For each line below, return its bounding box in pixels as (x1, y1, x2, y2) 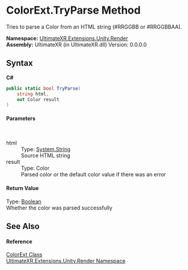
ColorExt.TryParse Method (6, 4, 141, 17)
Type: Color (21, 164, 50, 172)
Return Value (6, 185, 39, 192)
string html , (17, 91, 49, 97)
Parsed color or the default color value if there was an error (21, 171, 166, 178)
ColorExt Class (6, 251, 43, 258)
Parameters (6, 115, 36, 122)
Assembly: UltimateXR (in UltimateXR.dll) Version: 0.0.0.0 (6, 41, 147, 48)
